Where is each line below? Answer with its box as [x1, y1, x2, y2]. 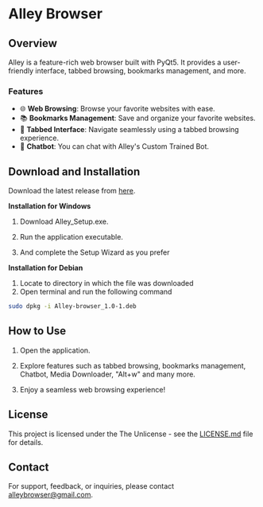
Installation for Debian [8, 263, 83, 273]
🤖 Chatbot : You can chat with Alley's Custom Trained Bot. [19, 142, 209, 151]
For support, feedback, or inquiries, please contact [8, 482, 175, 491]
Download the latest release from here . [8, 186, 136, 196]
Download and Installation [8, 165, 141, 178]
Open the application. [19, 345, 91, 355]
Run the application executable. [19, 232, 123, 242]
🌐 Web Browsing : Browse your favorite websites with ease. [19, 104, 216, 114]
